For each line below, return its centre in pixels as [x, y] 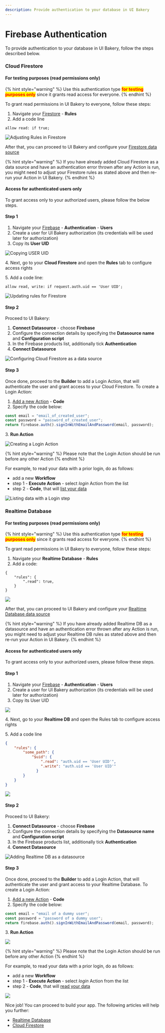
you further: [17, 1011]
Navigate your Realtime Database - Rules [55, 559]
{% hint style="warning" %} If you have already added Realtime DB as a [79, 624]
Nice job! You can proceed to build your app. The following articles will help [82, 1005]
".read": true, [39, 582]
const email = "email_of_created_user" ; [48, 416]
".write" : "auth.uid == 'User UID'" [78, 766]
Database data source [28, 614]
